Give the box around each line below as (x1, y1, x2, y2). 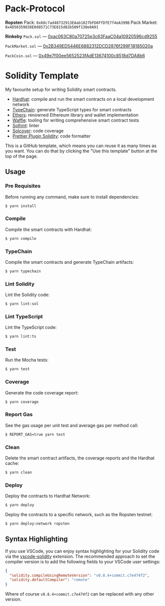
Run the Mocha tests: (5, 357, 49, 363)
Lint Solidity (5, 280, 35, 287)
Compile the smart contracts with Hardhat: (5, 227, 92, 232)
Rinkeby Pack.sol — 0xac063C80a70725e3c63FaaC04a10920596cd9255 (5, 33, 158, 39)
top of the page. (5, 153, 38, 159)
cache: (5, 460, 19, 466)
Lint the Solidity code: (5, 292, 50, 298)
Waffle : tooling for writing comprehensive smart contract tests (12, 117, 140, 123)
